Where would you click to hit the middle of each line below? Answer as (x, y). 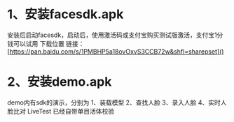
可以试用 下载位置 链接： (49, 43)
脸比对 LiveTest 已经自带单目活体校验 (61, 111)
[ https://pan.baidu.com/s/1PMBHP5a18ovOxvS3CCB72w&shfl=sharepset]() (116, 51)
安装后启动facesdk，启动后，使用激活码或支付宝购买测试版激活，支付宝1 (112, 35)
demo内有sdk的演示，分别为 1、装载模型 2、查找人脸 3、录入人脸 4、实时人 (117, 102)
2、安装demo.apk (60, 82)
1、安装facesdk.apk (66, 14)
